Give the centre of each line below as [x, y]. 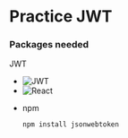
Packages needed [49, 45]
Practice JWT [61, 17]
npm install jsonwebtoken [70, 125]
